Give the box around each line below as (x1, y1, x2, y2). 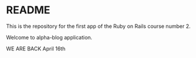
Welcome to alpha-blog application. (6, 34, 92, 41)
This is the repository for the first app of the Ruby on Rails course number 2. (6, 23, 191, 30)
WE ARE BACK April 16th (6, 45, 66, 52)
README (6, 3, 51, 17)
